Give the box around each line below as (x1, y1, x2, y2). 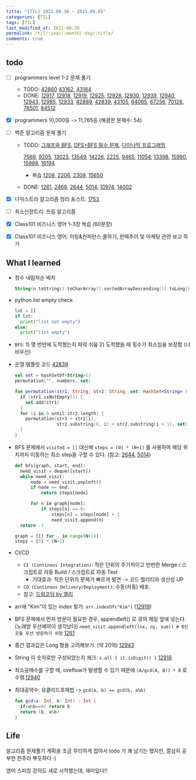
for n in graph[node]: (30, 500, 86, 507)
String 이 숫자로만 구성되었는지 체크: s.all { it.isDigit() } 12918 (14, 654, 172, 661)
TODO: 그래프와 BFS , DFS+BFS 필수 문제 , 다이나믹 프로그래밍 (23, 142, 166, 149)
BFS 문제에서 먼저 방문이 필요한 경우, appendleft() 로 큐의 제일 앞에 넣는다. (14, 616, 186, 623)
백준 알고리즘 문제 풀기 (14, 129, 67, 136)
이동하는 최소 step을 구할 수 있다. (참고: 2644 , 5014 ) (30, 450, 151, 458)
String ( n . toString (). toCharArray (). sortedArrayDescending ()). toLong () (14, 286, 191, 292)
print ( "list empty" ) (20, 330, 70, 335)
